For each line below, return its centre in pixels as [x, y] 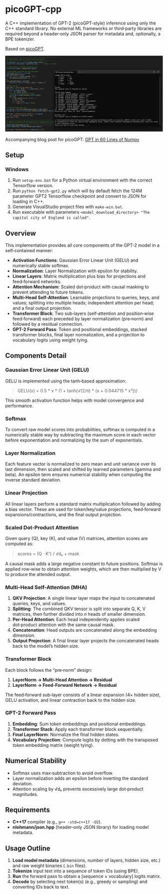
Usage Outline [28, 848]
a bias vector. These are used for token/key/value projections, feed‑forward [83, 509]
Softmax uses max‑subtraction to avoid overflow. [63, 773]
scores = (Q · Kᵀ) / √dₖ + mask [48, 554]
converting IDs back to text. [41, 887]
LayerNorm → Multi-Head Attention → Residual [62, 680]
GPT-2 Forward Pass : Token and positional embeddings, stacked [79, 329]
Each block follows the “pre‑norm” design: [49, 670]
